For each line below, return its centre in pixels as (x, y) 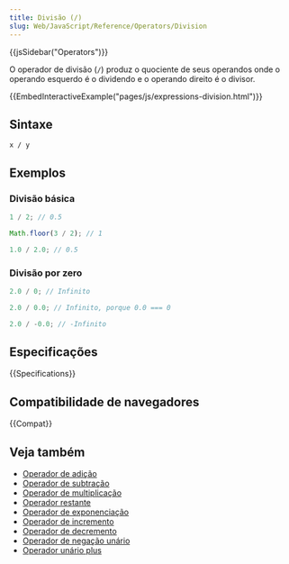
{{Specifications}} (43, 374)
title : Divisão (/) (46, 18)
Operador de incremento (68, 521)
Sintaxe (31, 124)
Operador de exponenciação (76, 512)
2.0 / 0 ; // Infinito (50, 291)
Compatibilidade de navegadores (104, 402)
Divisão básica (42, 198)
